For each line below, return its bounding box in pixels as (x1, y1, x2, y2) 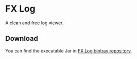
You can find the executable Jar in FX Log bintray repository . (5, 47, 132, 53)
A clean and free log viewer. (5, 20, 64, 26)
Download (5, 34, 38, 43)
